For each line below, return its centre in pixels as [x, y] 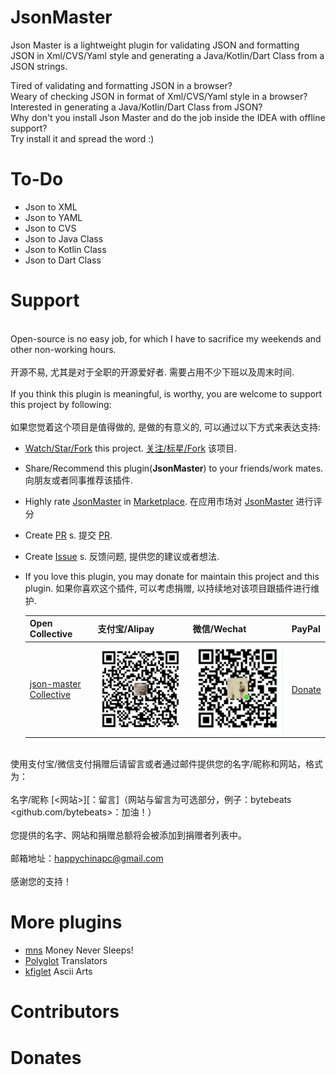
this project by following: [61, 404]
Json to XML [51, 207]
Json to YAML [53, 217]
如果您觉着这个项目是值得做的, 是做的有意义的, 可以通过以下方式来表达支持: [165, 427]
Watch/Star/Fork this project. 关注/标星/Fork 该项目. [131, 448]
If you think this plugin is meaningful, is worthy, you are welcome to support [166, 393]
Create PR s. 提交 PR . [68, 535]
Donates [46, 1057]
